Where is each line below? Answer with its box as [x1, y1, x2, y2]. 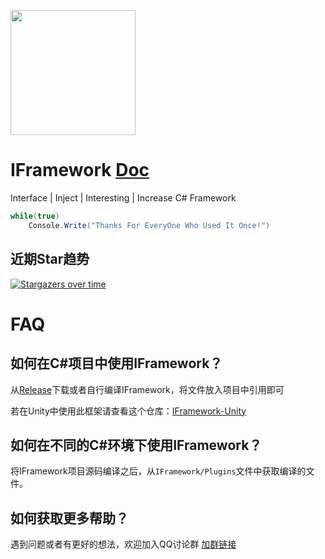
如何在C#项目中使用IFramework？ [10, 355, 223, 372]
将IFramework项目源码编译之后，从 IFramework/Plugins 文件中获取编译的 [10, 465, 307, 477]
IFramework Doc [10, 159, 150, 182]
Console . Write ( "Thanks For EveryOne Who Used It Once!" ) [28, 220, 271, 230]
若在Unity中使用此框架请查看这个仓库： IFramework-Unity [10, 405, 247, 417]
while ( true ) [10, 211, 60, 221]
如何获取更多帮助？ [10, 510, 129, 527]
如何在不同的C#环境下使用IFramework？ [10, 436, 263, 454]
